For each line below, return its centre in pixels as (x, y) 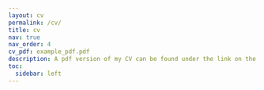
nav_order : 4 (30, 45)
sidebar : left (38, 74)
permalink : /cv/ (35, 23)
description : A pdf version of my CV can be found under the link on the (132, 59)
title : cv (25, 30)
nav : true (25, 37)
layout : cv (26, 15)
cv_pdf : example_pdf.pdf (49, 52)
